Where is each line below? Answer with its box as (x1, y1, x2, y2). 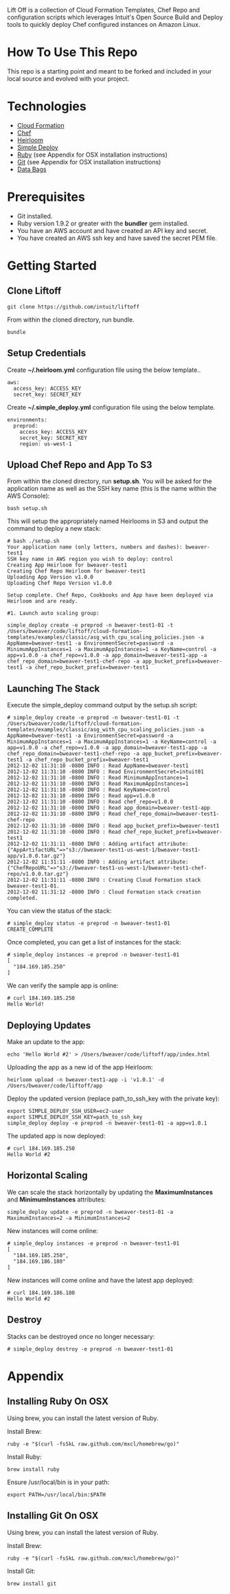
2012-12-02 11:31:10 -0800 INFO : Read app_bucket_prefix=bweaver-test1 (7, 823, 220, 830)
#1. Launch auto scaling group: (7, 610, 100, 617)
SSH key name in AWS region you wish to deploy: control (7, 556, 174, 563)
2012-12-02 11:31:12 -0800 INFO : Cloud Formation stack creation (7, 889, 201, 896)
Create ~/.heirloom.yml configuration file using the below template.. (7, 366, 201, 374)
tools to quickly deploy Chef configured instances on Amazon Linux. (7, 21, 200, 28)
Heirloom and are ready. (7, 598, 78, 605)
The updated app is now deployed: (7, 1132, 106, 1140)
